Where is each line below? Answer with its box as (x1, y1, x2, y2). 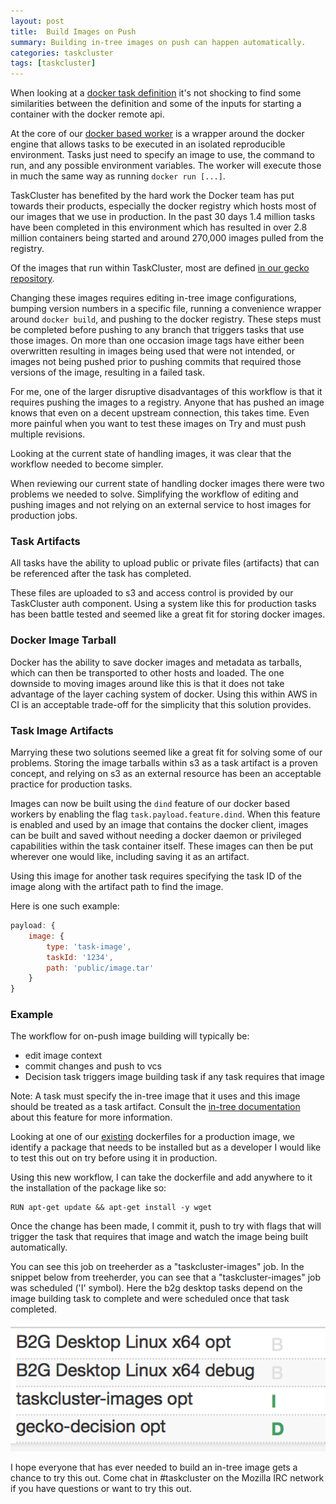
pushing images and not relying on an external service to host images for (10, 499, 312, 511)
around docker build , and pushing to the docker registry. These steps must (10, 313, 322, 325)
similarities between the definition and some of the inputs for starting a (10, 98, 302, 110)
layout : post (10, 16, 65, 26)
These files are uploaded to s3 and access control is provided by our (10, 587, 294, 599)
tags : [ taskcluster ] (10, 58, 97, 69)
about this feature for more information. (10, 1111, 173, 1124)
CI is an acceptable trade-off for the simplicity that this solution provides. (10, 698, 312, 710)
